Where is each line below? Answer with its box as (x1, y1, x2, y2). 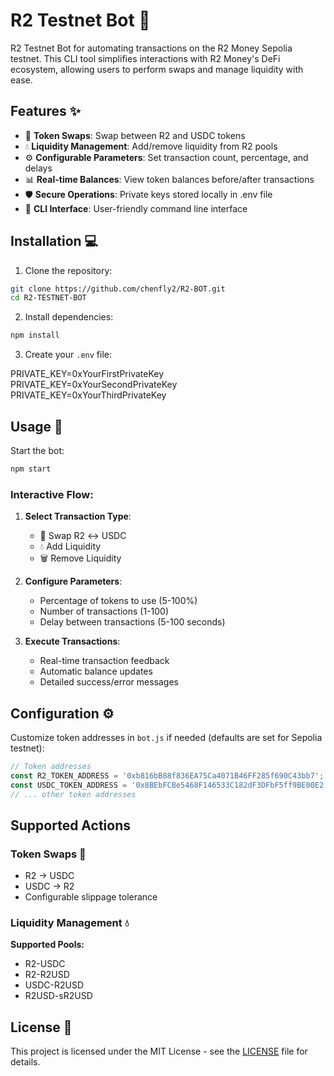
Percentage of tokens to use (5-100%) (39, 595, 198, 607)
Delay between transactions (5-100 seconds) (39, 616, 226, 628)
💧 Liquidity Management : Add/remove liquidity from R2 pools (24, 140, 278, 152)
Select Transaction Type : (24, 510, 132, 523)
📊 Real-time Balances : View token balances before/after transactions (24, 173, 315, 185)
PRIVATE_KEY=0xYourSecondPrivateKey (10, 379, 178, 391)
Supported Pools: (10, 939, 85, 951)
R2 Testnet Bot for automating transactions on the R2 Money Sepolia (10, 42, 293, 54)
